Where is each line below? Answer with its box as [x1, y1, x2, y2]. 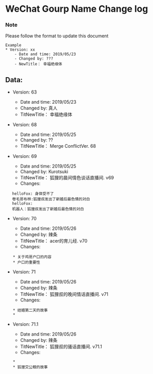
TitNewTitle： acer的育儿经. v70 [20, 238, 87, 244]
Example [5, 43, 22, 48]
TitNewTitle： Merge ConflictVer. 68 [20, 143, 96, 149]
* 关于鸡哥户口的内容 [12, 254, 52, 260]
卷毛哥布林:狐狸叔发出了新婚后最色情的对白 [12, 197, 90, 202]
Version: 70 [12, 216, 37, 222]
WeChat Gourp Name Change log [5, 3, 148, 15]
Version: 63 [12, 89, 37, 95]
